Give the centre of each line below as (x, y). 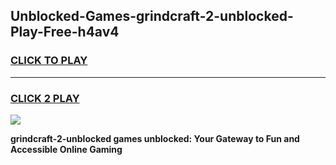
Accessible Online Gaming (66, 149)
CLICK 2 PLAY (45, 98)
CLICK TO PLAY (49, 61)
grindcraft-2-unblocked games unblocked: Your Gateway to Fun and (155, 138)
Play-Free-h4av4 (65, 32)
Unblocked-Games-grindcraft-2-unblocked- (152, 16)
